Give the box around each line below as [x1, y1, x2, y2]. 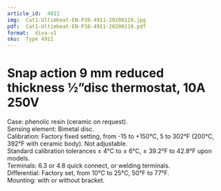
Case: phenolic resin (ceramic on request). [7, 118, 128, 126]
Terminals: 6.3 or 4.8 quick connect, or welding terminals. [7, 161, 171, 170]
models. [7, 154, 30, 163]
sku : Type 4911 [7, 36, 54, 43]
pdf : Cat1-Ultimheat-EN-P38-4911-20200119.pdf [7, 23, 147, 30]
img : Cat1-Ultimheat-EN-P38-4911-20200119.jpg [7, 17, 147, 23]
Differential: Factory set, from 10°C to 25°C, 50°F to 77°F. [7, 169, 170, 177]
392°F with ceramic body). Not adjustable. [7, 139, 128, 148]
